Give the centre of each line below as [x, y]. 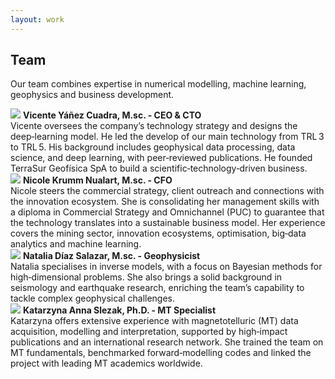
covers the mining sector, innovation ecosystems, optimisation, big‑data [158, 233]
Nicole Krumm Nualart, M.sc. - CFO [97, 180]
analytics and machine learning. [76, 244]
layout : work [37, 19]
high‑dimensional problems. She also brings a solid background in [146, 277]
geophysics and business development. [92, 95]
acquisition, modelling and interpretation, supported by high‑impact [149, 332]
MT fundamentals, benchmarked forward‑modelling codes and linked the [161, 353]
